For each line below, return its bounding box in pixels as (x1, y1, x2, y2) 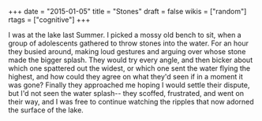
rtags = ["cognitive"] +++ (8, 15, 91, 24)
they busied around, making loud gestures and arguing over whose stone (8, 47, 246, 56)
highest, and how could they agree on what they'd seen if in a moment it (8, 72, 243, 81)
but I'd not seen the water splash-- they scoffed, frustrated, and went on (8, 89, 245, 97)
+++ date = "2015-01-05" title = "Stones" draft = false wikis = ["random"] (8, 7, 247, 16)
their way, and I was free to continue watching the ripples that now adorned (8, 97, 254, 106)
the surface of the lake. (8, 105, 84, 115)
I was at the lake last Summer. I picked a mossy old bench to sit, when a (8, 31, 242, 39)
